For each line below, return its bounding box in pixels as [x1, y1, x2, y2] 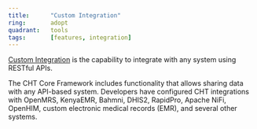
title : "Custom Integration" [8, 11, 122, 20]
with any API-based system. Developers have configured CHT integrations [8, 87, 250, 97]
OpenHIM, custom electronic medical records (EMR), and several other [8, 104, 237, 113]
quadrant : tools [8, 26, 68, 34]
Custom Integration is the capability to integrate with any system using [8, 55, 237, 64]
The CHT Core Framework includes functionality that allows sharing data [8, 79, 244, 88]
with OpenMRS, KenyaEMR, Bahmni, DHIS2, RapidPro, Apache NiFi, [8, 95, 226, 105]
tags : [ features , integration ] [8, 33, 132, 42]
